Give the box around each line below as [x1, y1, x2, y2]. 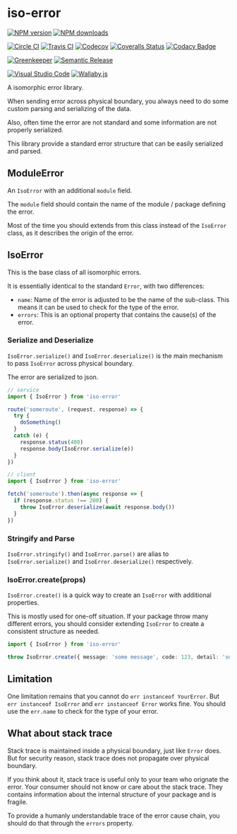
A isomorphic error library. [7, 83, 84, 91]
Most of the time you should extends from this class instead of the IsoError [7, 221, 227, 229]
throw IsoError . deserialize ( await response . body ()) [20, 504, 175, 511]
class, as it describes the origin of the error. [7, 228, 134, 237]
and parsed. [7, 146, 42, 155]
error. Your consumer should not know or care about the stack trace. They [7, 782, 224, 791]
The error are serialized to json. [7, 373, 99, 381]
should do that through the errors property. [7, 818, 134, 827]
